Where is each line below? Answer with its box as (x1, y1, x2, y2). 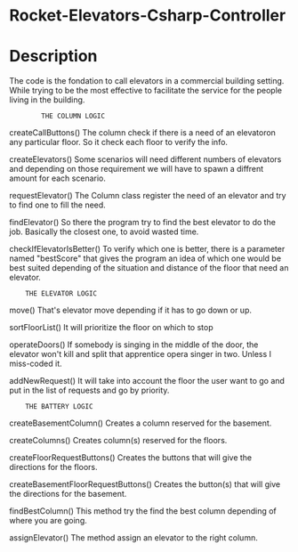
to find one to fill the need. (9, 199, 107, 210)
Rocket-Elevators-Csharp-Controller (9, 5, 286, 26)
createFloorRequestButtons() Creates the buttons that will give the (9, 452, 253, 463)
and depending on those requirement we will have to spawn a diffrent (9, 164, 264, 175)
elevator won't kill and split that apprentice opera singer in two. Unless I (9, 349, 272, 360)
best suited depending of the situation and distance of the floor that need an (9, 263, 289, 273)
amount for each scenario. (9, 173, 107, 183)
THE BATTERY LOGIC (25, 402, 93, 411)
